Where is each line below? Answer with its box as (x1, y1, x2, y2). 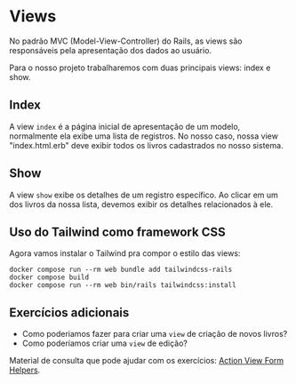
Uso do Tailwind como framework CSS (9, 224, 226, 239)
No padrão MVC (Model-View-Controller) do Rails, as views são (9, 36, 243, 46)
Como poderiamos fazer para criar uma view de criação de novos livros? (21, 329, 288, 340)
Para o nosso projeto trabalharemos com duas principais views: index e (9, 62, 271, 73)
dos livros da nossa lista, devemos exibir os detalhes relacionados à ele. (9, 198, 274, 210)
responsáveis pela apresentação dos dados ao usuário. (9, 44, 212, 55)
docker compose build (9, 273, 90, 282)
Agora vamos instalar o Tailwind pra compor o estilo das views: (9, 248, 241, 259)
